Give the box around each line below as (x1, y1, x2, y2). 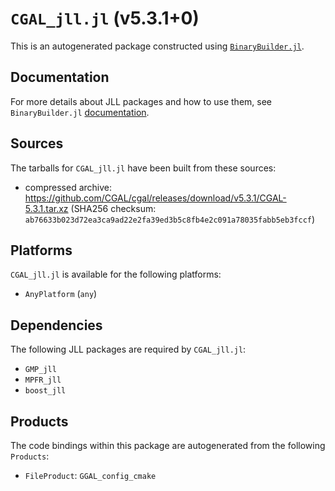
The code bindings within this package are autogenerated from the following (10, 440, 326, 451)
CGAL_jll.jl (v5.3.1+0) (10, 7, 200, 30)
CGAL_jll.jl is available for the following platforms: (10, 268, 222, 281)
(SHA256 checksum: (70, 202, 157, 214)
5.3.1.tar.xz (24, 202, 69, 214)
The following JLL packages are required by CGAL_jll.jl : (10, 343, 247, 356)
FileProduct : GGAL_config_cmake (24, 470, 157, 481)
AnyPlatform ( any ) (24, 288, 98, 300)
